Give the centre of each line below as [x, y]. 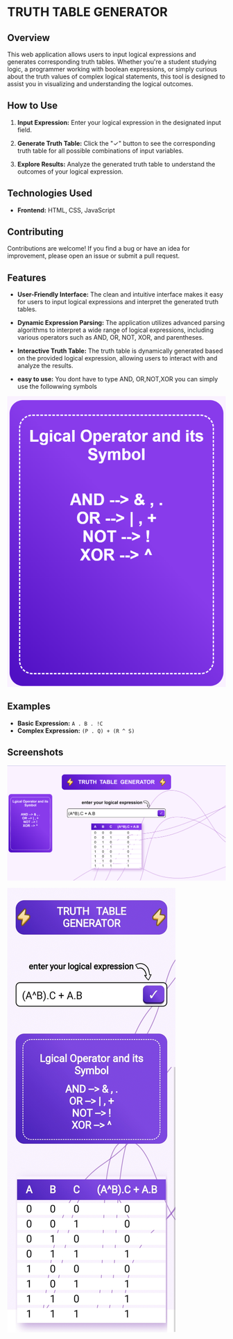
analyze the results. [45, 366]
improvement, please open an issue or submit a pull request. [94, 256]
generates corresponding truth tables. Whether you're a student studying [112, 62]
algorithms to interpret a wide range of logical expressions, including [115, 330]
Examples [29, 707]
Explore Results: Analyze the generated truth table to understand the [116, 164]
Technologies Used [50, 193]
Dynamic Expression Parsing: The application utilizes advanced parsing [121, 323]
